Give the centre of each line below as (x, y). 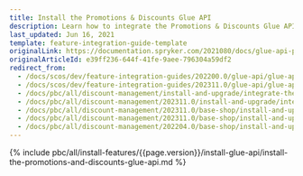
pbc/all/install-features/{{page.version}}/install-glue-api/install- (170, 153)
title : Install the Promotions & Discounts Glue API (110, 18)
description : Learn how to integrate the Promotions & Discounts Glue (145, 26)
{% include (30, 153)
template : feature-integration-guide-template (98, 43)
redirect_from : (38, 69)
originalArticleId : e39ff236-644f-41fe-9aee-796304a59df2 (120, 60)
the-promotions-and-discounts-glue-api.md (91, 162)
